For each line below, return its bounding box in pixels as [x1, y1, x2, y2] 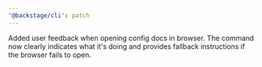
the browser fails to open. [8, 50, 92, 59]
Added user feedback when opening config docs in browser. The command [8, 33, 254, 43]
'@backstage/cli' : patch [8, 11, 90, 20]
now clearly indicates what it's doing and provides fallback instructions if [8, 41, 245, 51]
